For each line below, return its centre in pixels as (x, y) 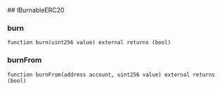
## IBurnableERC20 (36, 10)
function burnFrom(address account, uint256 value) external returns (111, 75)
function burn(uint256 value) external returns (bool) (89, 43)
